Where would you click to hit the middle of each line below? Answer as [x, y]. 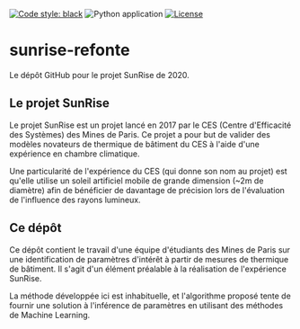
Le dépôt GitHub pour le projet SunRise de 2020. [100, 75]
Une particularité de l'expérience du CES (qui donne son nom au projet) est [148, 171]
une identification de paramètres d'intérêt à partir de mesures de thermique [149, 259]
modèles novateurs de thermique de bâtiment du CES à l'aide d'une [135, 144]
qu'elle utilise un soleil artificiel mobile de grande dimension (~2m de [137, 181]
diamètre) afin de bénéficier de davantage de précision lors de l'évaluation [147, 190]
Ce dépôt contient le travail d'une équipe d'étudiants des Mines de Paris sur [150, 249]
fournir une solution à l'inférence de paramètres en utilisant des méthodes [146, 305]
